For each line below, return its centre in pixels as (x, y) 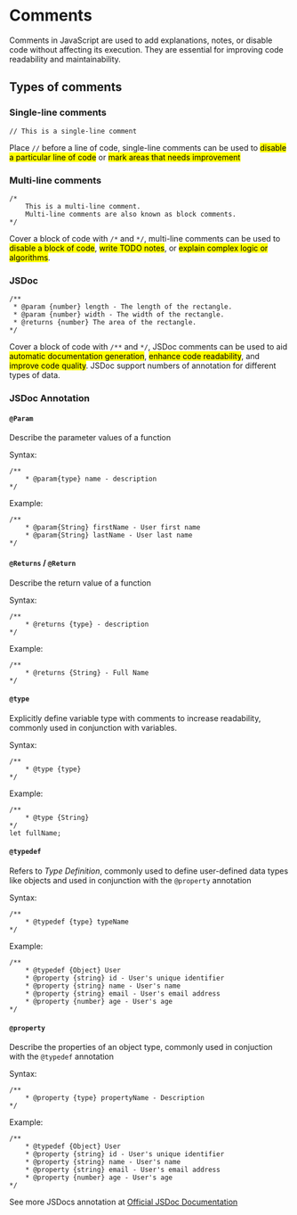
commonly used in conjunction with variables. (93, 727)
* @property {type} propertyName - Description (115, 1098)
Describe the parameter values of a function (90, 438)
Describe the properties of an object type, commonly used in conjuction (141, 1047)
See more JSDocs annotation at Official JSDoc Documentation (124, 1202)
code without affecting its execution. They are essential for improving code (147, 49)
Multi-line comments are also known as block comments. (131, 214)
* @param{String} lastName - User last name (109, 536)
